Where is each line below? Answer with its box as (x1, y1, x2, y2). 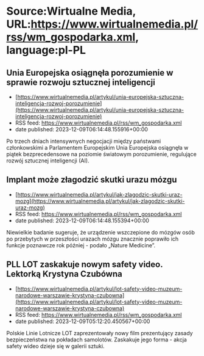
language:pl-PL (6, 43, 86, 57)
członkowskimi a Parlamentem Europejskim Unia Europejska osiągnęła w (6, 144, 189, 151)
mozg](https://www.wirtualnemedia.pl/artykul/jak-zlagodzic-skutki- (15, 197, 185, 205)
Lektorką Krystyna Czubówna (6, 269, 123, 279)
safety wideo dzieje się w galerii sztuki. (6, 342, 105, 349)
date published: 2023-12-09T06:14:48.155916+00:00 (15, 126, 148, 133)
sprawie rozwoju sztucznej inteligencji (6, 77, 155, 87)
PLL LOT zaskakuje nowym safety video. (6, 260, 163, 270)
